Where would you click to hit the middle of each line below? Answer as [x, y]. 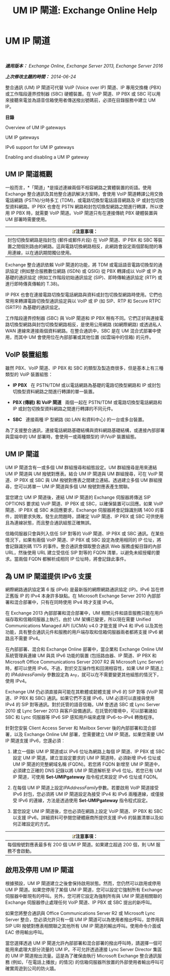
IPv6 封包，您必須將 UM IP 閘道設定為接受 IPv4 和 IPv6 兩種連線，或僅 [86, 794]
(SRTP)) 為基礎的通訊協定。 [34, 307]
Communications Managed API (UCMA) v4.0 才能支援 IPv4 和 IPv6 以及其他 [84, 626]
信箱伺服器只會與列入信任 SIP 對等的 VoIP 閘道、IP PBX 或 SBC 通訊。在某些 [85, 533]
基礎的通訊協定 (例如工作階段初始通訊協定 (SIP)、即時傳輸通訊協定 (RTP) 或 [84, 277]
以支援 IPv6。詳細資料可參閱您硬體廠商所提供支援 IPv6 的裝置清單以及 [86, 818]
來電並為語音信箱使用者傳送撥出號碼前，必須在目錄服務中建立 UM [87, 100]
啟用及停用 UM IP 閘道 [40, 870]
